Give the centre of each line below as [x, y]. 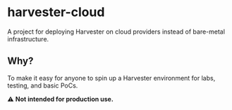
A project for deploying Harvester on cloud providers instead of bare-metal [116, 32]
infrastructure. [28, 39]
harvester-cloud [56, 12]
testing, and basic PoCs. [43, 85]
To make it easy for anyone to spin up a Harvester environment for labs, [111, 78]
